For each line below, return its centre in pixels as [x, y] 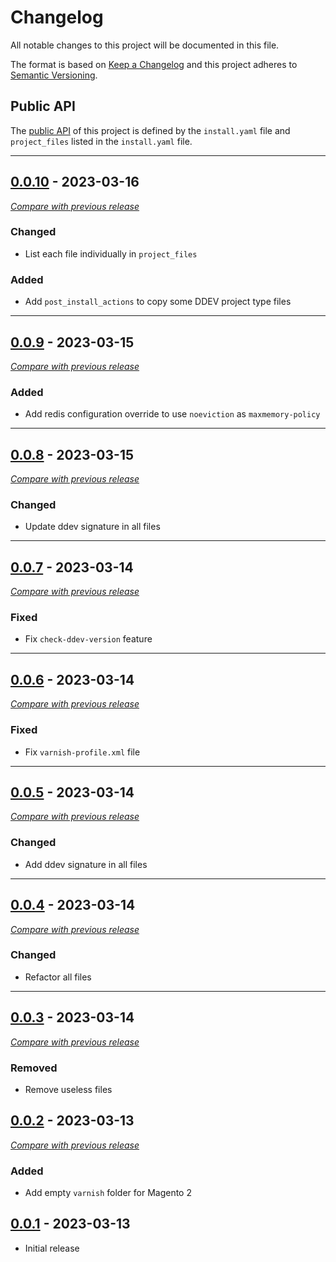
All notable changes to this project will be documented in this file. [145, 45]
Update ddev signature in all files [92, 527]
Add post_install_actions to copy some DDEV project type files [158, 302]
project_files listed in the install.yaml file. [101, 141]
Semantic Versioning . [54, 75]
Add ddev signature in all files [86, 864]
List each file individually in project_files [111, 253]
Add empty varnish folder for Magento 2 [108, 1193]
